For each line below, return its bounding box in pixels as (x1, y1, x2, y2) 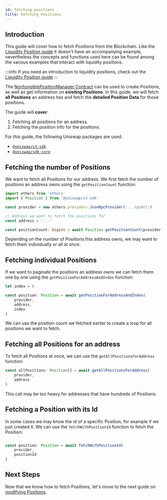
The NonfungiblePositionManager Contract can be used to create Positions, (5, 84, 161, 90)
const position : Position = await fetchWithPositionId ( (5, 443, 123, 448)
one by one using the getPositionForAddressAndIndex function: (5, 274, 134, 281)
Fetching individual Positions (5, 256, 97, 264)
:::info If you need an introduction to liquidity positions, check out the (5, 69, 146, 75)
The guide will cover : (5, 109, 49, 115)
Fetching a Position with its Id (5, 405, 98, 414)
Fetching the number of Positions (5, 163, 111, 171)
